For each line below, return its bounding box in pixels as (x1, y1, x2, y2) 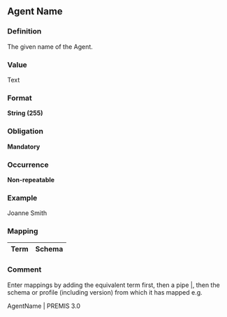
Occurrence (7, 160, 49, 170)
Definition (7, 27, 42, 36)
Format (7, 93, 33, 103)
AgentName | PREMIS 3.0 (7, 302, 81, 310)
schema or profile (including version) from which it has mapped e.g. (7, 288, 203, 296)
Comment (7, 265, 42, 274)
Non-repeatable (7, 175, 54, 184)
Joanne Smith (7, 209, 47, 217)
